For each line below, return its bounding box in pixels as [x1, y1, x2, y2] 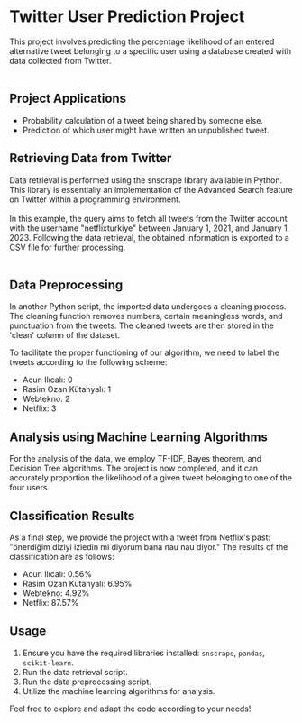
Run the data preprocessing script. [22, 676, 151, 687]
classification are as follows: [9, 552, 114, 562]
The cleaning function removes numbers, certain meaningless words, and [9, 311, 283, 322]
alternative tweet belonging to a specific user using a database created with [9, 45, 292, 56]
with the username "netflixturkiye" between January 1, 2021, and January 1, [9, 223, 290, 233]
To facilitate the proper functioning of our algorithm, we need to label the [9, 347, 279, 358]
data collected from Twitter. [9, 55, 112, 66]
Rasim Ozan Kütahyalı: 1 [22, 384, 111, 395]
